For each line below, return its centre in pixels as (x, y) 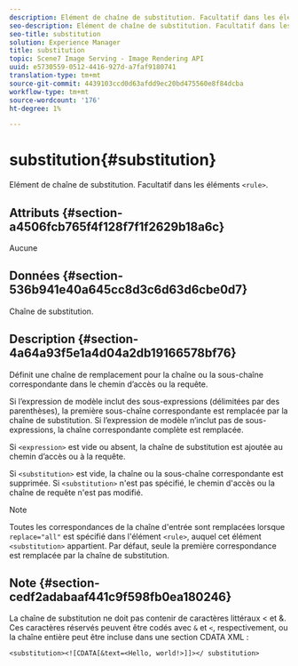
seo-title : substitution (55, 34)
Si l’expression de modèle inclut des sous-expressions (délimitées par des (145, 401)
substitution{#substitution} (113, 160)
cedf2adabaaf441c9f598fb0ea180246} (121, 597)
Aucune (24, 248)
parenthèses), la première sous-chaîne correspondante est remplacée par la (149, 411)
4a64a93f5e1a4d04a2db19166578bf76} (123, 353)
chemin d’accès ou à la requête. (67, 456)
